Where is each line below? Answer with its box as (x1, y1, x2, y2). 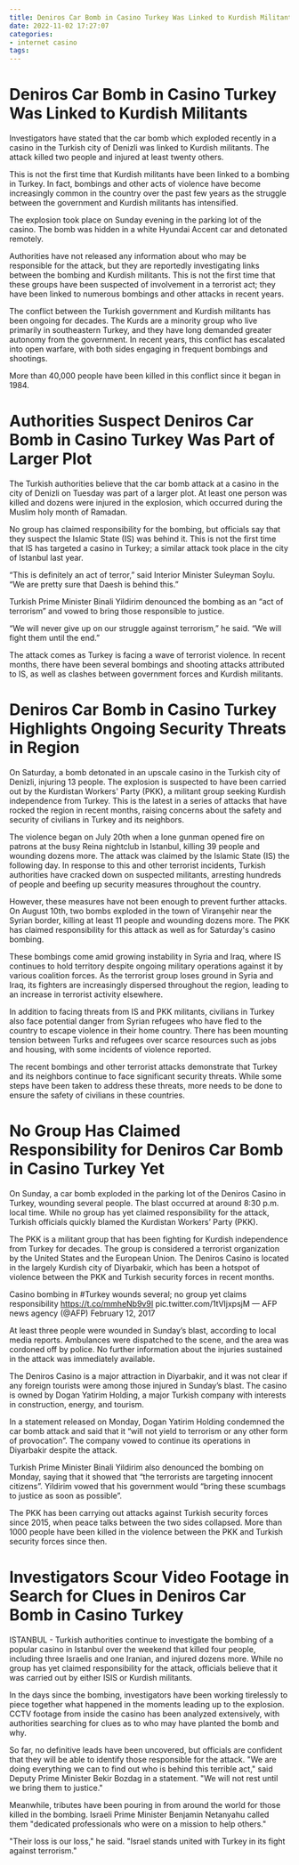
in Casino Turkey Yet (9, 1159, 165, 1180)
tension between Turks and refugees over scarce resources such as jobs (9, 1034, 278, 1045)
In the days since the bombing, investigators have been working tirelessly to (9, 1689, 288, 1700)
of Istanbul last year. (9, 553, 84, 563)
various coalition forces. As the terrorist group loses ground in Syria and (9, 969, 274, 980)
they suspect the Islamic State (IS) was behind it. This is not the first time (9, 533, 277, 544)
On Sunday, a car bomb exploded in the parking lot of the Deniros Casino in (9, 1188, 287, 1198)
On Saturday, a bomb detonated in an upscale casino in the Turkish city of (9, 766, 280, 777)
